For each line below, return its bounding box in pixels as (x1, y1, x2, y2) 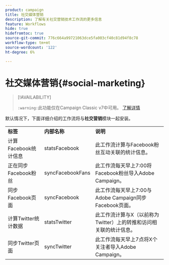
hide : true (5, 26, 28, 31)
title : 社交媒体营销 (5, 12, 44, 17)
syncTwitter (44, 243, 72, 250)
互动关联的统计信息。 (100, 149, 151, 156)
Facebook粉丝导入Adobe (95, 170, 155, 177)
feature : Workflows (5, 21, 46, 27)
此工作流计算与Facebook (95, 141, 154, 148)
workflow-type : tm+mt (5, 40, 51, 45)
